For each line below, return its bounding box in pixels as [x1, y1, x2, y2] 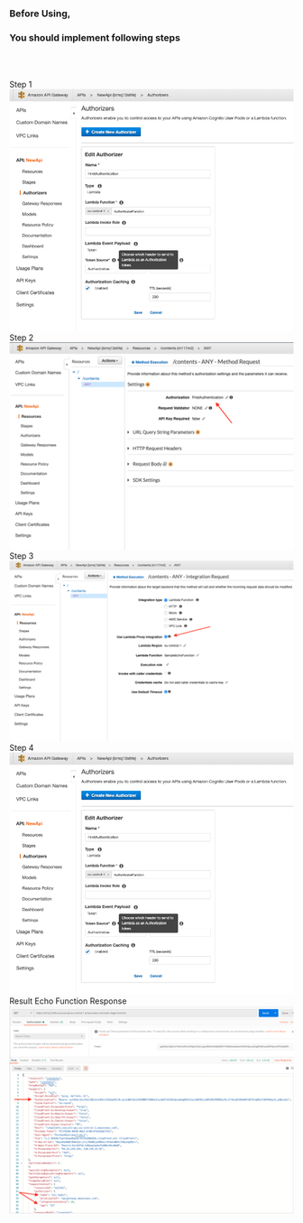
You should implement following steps [9, 31, 180, 43]
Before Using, [9, 7, 71, 20]
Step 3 [9, 550, 34, 561]
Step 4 [9, 743, 34, 754]
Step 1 [9, 79, 32, 90]
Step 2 [9, 332, 34, 343]
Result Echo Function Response [9, 996, 127, 1006]
